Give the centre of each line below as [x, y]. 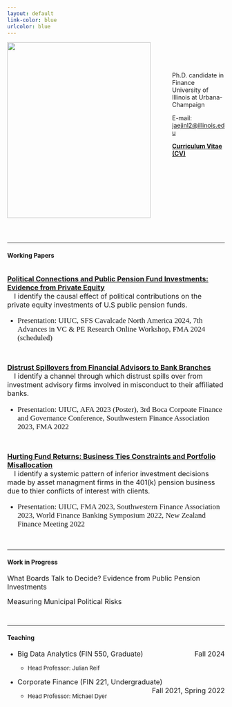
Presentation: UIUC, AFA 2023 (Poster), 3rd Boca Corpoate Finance [120, 409]
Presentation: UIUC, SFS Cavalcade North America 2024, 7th [110, 320]
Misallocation [30, 465]
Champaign [188, 105]
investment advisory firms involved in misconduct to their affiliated [115, 385]
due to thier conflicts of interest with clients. [79, 491]
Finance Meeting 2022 [51, 524]
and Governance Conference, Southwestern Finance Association [113, 418]
